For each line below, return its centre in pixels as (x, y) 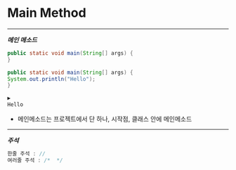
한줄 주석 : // (26, 154)
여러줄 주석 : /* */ (35, 160)
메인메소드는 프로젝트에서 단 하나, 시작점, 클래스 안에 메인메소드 (105, 119)
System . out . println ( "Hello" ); (52, 79)
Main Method (47, 13)
